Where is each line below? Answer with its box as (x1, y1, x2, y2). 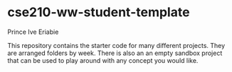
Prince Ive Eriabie (7, 28, 59, 36)
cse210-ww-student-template (7, 4, 190, 20)
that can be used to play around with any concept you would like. (7, 56, 199, 64)
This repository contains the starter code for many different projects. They (7, 41, 226, 49)
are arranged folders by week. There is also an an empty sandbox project (7, 49, 223, 57)
